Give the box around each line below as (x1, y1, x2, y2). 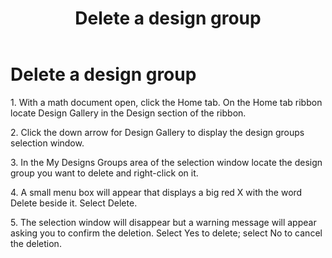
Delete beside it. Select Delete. (10, 197, 138, 209)
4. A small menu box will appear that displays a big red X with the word (10, 186, 303, 198)
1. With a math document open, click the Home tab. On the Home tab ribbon (10, 96, 323, 108)
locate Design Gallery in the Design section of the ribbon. (10, 107, 247, 119)
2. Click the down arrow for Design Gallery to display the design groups (10, 126, 305, 138)
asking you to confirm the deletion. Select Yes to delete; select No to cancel (10, 227, 323, 239)
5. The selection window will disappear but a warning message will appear (10, 216, 317, 228)
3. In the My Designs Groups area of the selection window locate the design (10, 156, 323, 168)
